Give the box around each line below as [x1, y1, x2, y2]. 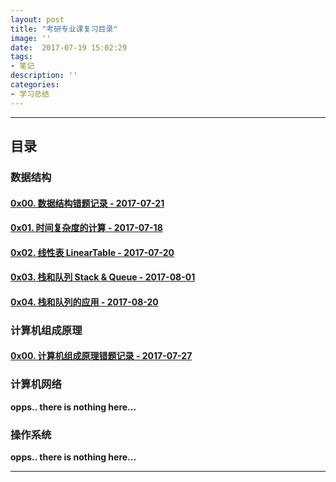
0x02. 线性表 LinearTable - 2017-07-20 [10, 246, 175, 258]
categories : [10, 80, 60, 90]
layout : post [10, 14, 65, 25]
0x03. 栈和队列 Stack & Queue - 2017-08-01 [10, 271, 196, 283]
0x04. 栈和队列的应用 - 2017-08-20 [10, 296, 159, 308]
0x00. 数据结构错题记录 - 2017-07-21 [10, 197, 165, 209]
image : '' [10, 33, 52, 43]
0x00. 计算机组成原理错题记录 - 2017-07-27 [10, 350, 193, 362]
